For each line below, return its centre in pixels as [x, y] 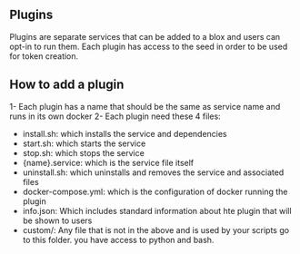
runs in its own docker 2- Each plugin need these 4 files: [115, 116]
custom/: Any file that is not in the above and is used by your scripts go [155, 230]
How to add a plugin [67, 85]
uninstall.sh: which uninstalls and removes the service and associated [153, 172]
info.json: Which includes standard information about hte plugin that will [157, 210]
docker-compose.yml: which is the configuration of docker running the [155, 191]
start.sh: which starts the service [84, 143]
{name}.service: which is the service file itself [108, 162]
